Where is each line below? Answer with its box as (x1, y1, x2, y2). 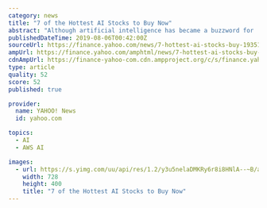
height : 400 (22, 180, 62, 188)
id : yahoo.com (15, 114, 62, 123)
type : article (8, 64, 56, 71)
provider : (8, 100, 41, 108)
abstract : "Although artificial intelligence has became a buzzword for (8, 26, 254, 34)
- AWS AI (15, 144, 44, 152)
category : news (8, 11, 59, 20)
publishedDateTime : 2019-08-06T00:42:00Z (8, 33, 148, 42)
